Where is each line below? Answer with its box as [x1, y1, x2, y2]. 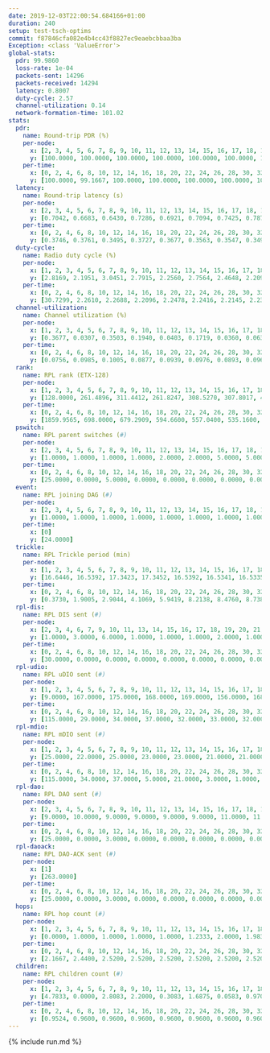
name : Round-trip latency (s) [22, 191, 125, 200]
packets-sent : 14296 [15, 72, 84, 80]
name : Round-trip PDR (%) [22, 131, 110, 139]
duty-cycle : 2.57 [15, 94, 74, 102]
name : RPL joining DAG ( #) [22, 490, 113, 499]
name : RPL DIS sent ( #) [22, 610, 103, 618]
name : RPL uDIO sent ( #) [22, 670, 106, 679]
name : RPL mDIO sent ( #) [22, 730, 106, 738]
